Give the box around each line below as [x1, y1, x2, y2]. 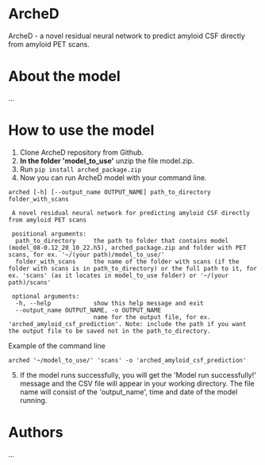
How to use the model [8, 121, 155, 140]
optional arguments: [11, 292, 80, 300]
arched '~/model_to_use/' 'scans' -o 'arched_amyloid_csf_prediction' [8, 356, 247, 364]
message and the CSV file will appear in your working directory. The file [19, 379, 255, 388]
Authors [8, 424, 63, 441]
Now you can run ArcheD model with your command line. [19, 172, 207, 183]
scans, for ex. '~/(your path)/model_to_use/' [8, 251, 165, 259]
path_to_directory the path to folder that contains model [15, 236, 229, 244]
